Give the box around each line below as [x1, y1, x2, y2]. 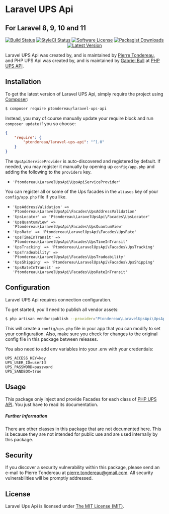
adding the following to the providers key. [5, 169, 92, 175]
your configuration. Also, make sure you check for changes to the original [5, 331, 158, 337]
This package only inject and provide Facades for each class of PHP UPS [5, 396, 157, 402]
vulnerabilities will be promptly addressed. [5, 475, 93, 481]
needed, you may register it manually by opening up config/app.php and [5, 164, 155, 170]
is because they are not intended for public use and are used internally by [5, 431, 158, 437]
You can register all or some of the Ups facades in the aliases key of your [5, 188, 158, 195]
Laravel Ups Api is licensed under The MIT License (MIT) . [5, 503, 124, 509]
